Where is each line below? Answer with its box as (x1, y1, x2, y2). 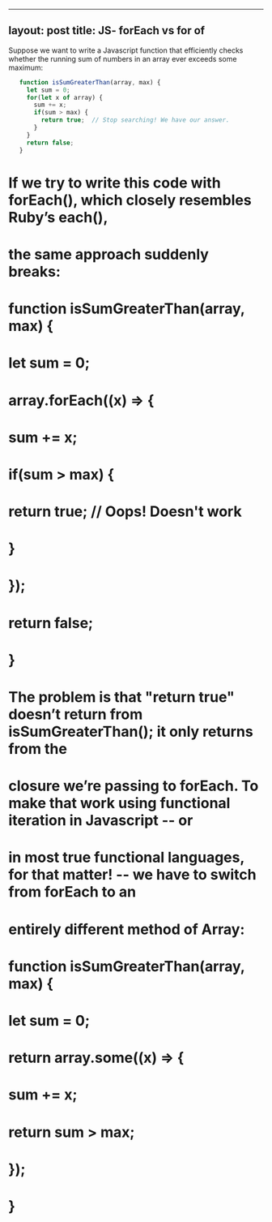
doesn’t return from (8, 705, 143, 723)
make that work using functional (8, 794, 231, 812)
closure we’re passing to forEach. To (8, 777, 259, 795)
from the (8, 740, 67, 758)
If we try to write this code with (8, 174, 221, 191)
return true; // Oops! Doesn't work (8, 502, 242, 521)
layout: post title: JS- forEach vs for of (8, 24, 205, 37)
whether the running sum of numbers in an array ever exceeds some (8, 54, 237, 63)
